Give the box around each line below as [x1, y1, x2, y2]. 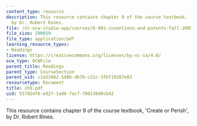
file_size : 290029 [6, 31, 51, 37]
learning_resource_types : [6, 42, 69, 48]
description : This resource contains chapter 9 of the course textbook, [6, 14, 188, 20]
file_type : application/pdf [6, 36, 75, 42]
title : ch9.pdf [6, 85, 43, 91]
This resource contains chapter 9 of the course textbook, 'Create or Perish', [6, 107, 189, 114]
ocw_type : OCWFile [6, 58, 51, 64]
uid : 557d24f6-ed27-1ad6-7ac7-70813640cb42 [6, 91, 114, 97]
